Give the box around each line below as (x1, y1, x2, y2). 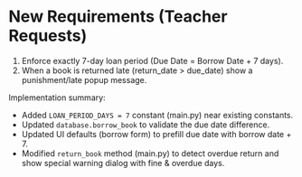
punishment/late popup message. (21, 74, 147, 85)
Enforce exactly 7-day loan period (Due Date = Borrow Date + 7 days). (21, 55, 284, 66)
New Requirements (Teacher (8, 6, 228, 27)
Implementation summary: (8, 92, 106, 103)
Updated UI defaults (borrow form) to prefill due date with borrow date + (21, 128, 292, 139)
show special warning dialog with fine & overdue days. (21, 157, 225, 168)
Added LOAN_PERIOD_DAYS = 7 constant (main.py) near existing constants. (21, 109, 294, 120)
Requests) (8, 25, 88, 46)
